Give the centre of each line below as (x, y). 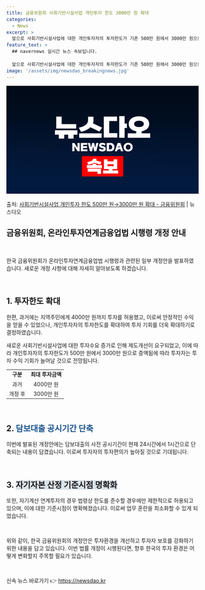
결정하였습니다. (24, 332)
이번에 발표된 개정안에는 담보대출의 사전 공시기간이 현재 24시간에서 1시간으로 (98, 444)
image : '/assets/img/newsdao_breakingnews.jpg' (68, 71)
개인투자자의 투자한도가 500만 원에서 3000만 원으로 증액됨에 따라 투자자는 (102, 353)
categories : (21, 19)
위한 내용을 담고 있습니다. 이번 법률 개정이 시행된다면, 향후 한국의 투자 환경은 (97, 548)
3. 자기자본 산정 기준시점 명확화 (62, 485)
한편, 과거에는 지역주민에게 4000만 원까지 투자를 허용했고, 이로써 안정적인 (95, 317)
